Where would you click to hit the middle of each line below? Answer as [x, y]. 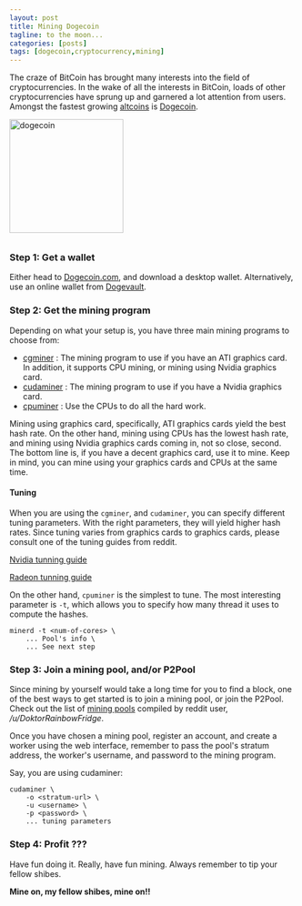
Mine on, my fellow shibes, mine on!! [80, 891]
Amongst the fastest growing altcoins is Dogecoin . [104, 106]
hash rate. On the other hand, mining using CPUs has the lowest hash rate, [149, 433]
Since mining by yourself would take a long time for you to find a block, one [151, 690]
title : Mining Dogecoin [55, 26]
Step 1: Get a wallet [52, 257]
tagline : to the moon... [56, 35]
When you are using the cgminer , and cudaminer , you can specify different [147, 513]
